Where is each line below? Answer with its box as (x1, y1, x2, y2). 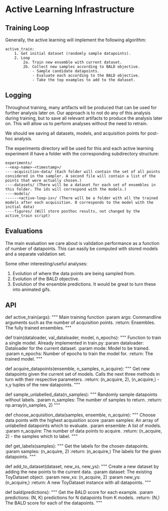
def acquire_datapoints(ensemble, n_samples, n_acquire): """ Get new (5, 366, 150, 372)
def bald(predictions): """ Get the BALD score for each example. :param (5, 489, 154, 495)
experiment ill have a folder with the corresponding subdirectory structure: (5, 150, 159, 156)
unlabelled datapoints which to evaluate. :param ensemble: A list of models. (5, 422, 161, 429)
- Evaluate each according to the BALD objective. (32, 73, 140, 78)
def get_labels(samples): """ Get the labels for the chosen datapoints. (5, 443, 149, 449)
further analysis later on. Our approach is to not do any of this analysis (5, 110, 151, 116)
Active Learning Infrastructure (5, 4, 134, 15)
